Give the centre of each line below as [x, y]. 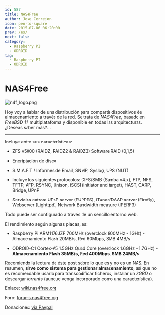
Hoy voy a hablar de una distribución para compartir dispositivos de [74, 112]
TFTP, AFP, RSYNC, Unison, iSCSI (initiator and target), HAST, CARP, [82, 185]
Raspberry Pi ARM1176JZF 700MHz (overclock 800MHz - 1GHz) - [78, 233]
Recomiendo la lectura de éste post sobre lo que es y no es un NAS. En [77, 263]
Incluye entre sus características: [39, 142]
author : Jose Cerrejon [28, 19]
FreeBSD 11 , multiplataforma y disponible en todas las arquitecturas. [74, 122]
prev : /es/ [16, 32]
